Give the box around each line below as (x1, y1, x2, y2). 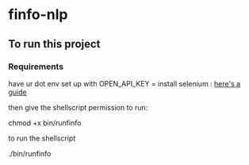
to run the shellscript (8, 133, 76, 143)
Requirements (8, 61, 64, 72)
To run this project (8, 37, 101, 51)
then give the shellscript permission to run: (8, 102, 148, 112)
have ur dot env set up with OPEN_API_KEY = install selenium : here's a (8, 79, 241, 88)
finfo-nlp (8, 6, 68, 24)
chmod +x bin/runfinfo (8, 117, 82, 128)
